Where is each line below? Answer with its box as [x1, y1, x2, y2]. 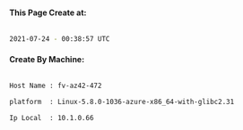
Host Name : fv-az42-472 [9, 81, 102, 91]
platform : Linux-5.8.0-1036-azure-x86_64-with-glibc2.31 [9, 98, 235, 107]
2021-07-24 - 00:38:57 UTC [9, 35, 110, 44]
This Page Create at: [9, 7, 87, 18]
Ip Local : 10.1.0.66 [9, 114, 94, 123]
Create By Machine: [9, 53, 85, 64]
